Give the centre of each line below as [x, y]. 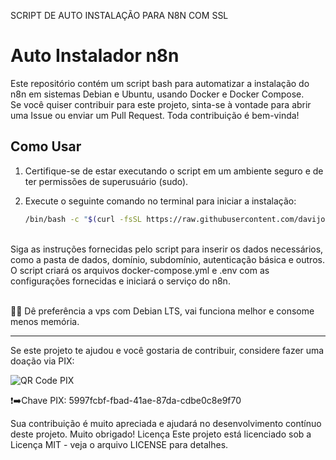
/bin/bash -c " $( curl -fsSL [83, 219]
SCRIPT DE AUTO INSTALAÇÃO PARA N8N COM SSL [119, 15]
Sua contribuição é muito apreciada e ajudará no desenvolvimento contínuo [166, 423]
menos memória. [45, 321]
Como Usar [46, 146]
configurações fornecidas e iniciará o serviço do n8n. [120, 281]
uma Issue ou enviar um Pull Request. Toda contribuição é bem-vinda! [155, 115]
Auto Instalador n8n [95, 56]
